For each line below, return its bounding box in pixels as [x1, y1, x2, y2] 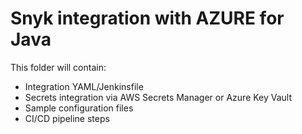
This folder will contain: [10, 61, 107, 73]
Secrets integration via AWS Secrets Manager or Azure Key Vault [24, 91, 293, 103]
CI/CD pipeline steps [24, 112, 110, 124]
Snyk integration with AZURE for [10, 7, 285, 30]
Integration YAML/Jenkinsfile [24, 80, 144, 92]
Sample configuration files [24, 102, 134, 114]
